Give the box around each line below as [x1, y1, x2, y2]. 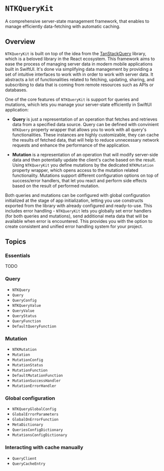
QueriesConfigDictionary [12, 428, 63, 432]
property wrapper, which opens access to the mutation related [12, 167, 139, 173]
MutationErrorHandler [12, 384, 56, 388]
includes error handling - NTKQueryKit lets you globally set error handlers [5, 208, 152, 214]
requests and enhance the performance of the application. [12, 142, 131, 148]
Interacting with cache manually [5, 444, 84, 451]
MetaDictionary [12, 422, 44, 428]
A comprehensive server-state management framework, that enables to [5, 18, 149, 24]
